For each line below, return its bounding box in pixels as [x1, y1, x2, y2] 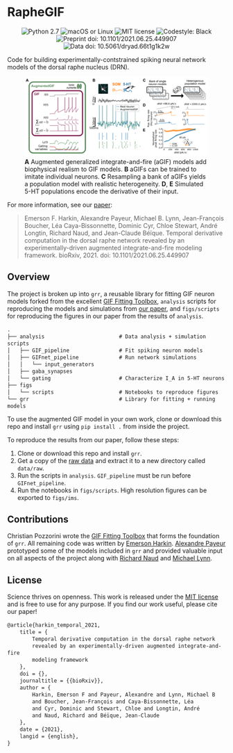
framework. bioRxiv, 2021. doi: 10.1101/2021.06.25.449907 [24, 251, 189, 259]
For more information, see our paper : [7, 200, 113, 209]
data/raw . [17, 464, 45, 472]
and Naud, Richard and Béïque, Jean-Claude [32, 712, 159, 720]
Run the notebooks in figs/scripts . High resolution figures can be [17, 486, 207, 494]
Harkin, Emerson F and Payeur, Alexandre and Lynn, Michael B [32, 691, 216, 699]
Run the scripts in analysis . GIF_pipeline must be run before [17, 471, 191, 480]
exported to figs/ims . [17, 493, 79, 501]
